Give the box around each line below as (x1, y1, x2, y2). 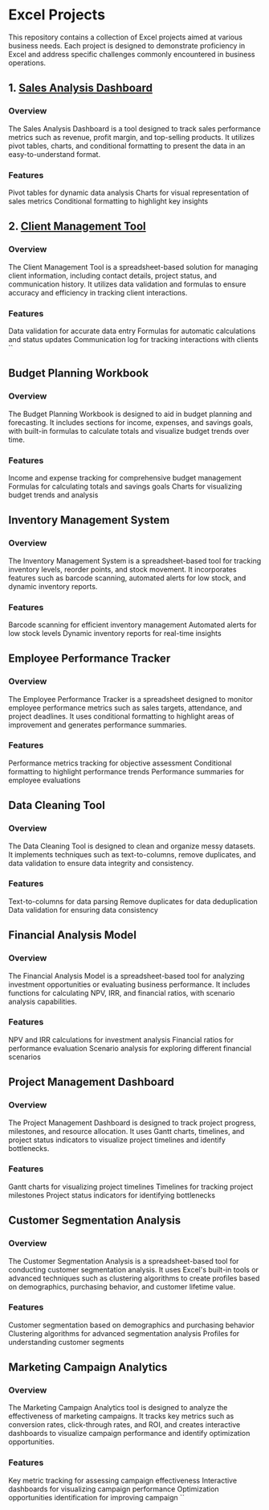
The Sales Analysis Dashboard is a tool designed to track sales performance (8, 123, 261, 134)
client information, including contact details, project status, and (8, 270, 217, 280)
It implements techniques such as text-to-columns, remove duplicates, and (8, 849, 257, 859)
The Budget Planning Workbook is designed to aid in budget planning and (8, 409, 253, 419)
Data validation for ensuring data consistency (8, 905, 159, 914)
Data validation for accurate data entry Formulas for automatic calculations (8, 326, 256, 336)
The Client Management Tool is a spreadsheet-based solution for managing (8, 262, 259, 271)
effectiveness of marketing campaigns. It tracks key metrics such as (8, 1411, 234, 1421)
